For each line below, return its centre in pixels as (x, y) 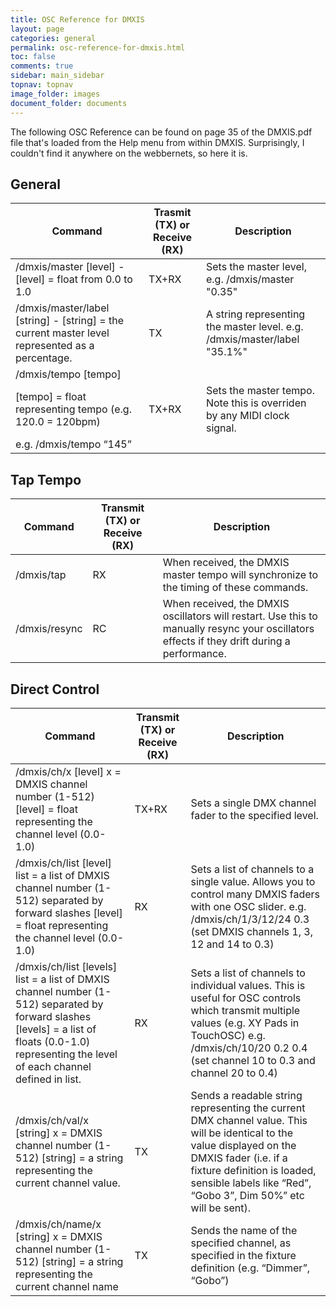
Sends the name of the (244, 1230)
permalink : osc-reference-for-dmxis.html (98, 47)
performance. (194, 654)
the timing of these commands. (235, 588)
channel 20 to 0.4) (234, 1073)
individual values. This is (248, 985)
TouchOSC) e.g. (228, 1035)
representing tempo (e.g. (73, 409)
